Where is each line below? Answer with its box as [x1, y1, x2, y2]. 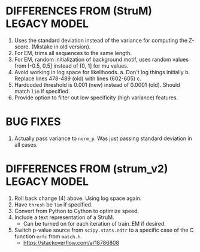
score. [14, 43, 31, 50]
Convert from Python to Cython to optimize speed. [14, 207, 139, 214]
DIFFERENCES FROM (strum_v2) [5, 162, 168, 176]
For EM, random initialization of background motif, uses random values [14, 56, 189, 63]
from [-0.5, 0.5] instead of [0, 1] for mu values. [14, 62, 129, 69]
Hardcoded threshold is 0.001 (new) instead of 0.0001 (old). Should [14, 81, 180, 88]
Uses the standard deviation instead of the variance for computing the [14, 37, 188, 44]
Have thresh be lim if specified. [14, 201, 93, 208]
